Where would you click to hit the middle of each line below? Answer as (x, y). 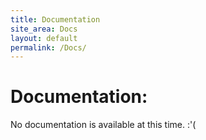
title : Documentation (55, 19)
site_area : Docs (44, 29)
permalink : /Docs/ (48, 47)
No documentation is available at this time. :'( (103, 125)
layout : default (44, 38)
